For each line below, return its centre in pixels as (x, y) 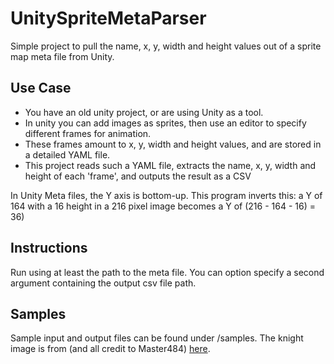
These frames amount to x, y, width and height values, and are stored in (173, 144)
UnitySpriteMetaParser (108, 18)
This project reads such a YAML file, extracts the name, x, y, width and (170, 165)
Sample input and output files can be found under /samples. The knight (157, 338)
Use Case (41, 88)
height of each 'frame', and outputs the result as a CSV (138, 176)
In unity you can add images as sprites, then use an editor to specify (165, 123)
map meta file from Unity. (62, 56)
